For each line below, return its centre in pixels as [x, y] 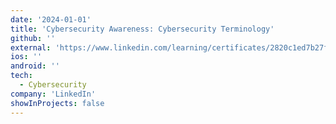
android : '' [35, 66]
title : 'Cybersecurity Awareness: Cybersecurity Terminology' [142, 29]
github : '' [33, 38]
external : [31, 47]
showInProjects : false [57, 103]
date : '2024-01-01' [51, 19]
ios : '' [26, 57]
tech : [21, 76]
